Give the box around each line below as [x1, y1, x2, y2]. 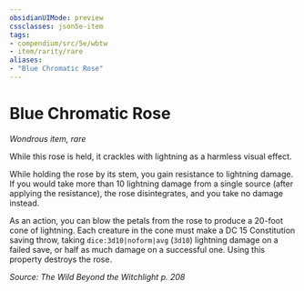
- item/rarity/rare [9, 47, 84, 56]
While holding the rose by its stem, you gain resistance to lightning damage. [9, 168, 294, 179]
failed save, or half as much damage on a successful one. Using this [9, 244, 266, 255]
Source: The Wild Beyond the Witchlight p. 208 [9, 271, 186, 282]
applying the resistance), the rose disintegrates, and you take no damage [9, 187, 284, 198]
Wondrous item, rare [9, 133, 86, 144]
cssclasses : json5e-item [9, 22, 104, 31]
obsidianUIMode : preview [9, 13, 104, 23]
